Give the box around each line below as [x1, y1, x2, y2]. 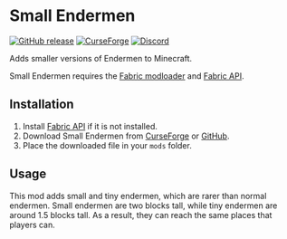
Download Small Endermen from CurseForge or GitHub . [22, 130, 230, 141]
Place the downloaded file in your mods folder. [22, 139, 192, 150]
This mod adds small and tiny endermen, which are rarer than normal [9, 190, 267, 201]
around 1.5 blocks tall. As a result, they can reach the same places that [9, 209, 273, 220]
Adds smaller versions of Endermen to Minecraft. [9, 53, 193, 63]
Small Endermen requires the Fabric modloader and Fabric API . [9, 70, 244, 81]
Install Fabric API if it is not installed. [22, 120, 158, 131]
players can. [9, 219, 56, 230]
